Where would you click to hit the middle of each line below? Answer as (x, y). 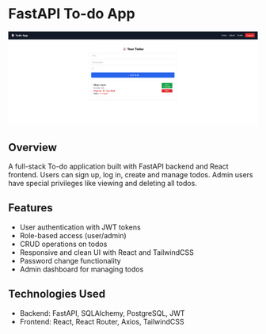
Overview (33, 147)
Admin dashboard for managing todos (82, 269)
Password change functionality (70, 260)
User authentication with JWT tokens (80, 227)
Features (30, 208)
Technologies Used (57, 294)
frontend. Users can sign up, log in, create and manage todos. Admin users (131, 174)
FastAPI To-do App (72, 14)
